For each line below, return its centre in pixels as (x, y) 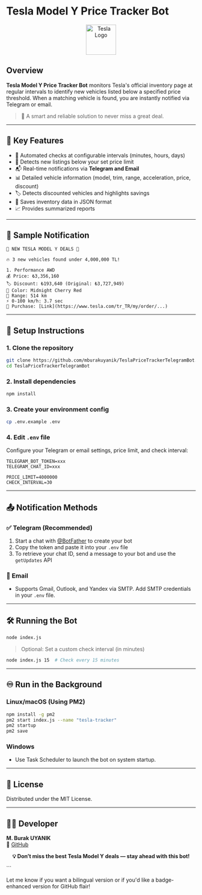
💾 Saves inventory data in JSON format (63, 202)
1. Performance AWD (31, 270)
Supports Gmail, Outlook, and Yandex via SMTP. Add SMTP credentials (103, 589)
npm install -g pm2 (31, 714)
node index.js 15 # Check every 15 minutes (63, 660)
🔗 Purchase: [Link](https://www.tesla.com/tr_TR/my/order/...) (87, 307)
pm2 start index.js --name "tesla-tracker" (62, 720)
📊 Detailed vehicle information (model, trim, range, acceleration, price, (103, 177)
